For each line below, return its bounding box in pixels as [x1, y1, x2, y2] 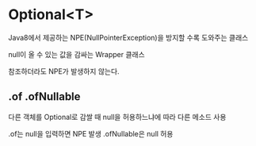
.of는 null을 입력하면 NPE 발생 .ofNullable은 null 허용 [8, 129, 174, 138]
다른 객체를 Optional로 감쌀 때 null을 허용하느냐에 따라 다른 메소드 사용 [8, 112, 227, 121]
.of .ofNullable [8, 90, 81, 104]
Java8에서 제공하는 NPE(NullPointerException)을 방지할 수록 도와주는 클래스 [8, 33, 249, 42]
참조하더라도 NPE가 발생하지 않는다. [8, 66, 120, 76]
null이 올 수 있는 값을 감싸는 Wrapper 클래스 [8, 49, 145, 59]
